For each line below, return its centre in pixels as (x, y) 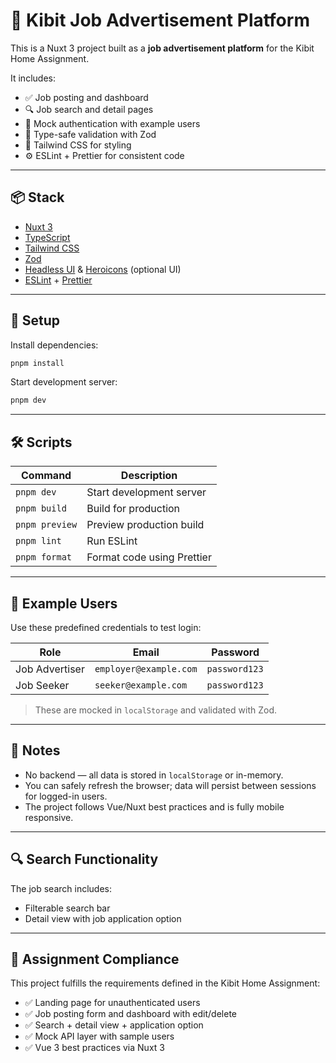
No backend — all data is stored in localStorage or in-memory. (154, 775)
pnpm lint (38, 541)
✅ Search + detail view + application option (114, 1025)
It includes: (33, 78)
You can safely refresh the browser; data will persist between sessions (170, 785)
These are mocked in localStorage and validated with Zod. (155, 710)
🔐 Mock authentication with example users (112, 123)
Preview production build (145, 525)
